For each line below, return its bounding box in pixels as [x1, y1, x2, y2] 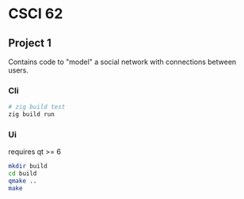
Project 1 [8, 36, 51, 50]
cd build [8, 170, 37, 178]
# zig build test [8, 103, 66, 111]
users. [8, 66, 29, 75]
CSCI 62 [8, 5, 63, 23]
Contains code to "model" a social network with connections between [8, 57, 237, 66]
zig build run [8, 111, 55, 118]
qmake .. [8, 177, 37, 186]
